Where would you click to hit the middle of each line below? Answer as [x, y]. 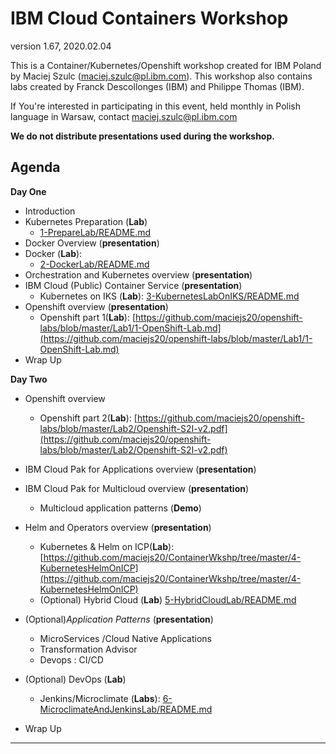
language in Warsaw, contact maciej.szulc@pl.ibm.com [124, 116]
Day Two [29, 379]
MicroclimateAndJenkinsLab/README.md [126, 709]
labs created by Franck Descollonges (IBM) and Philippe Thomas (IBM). [157, 86]
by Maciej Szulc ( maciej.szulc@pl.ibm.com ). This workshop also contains [161, 76]
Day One [28, 191]
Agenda [35, 167]
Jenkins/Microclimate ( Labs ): [100, 698]
